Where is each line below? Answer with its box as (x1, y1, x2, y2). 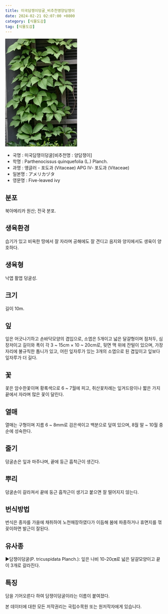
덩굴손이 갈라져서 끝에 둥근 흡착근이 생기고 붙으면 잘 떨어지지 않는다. (5, 489, 139, 495)
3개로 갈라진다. (10, 562, 40, 568)
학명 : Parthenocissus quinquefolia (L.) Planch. (12, 158, 108, 164)
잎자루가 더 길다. (5, 355, 38, 361)
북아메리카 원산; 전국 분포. (5, 208, 56, 214)
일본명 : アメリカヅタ (12, 171, 55, 177)
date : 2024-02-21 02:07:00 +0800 (5, 13, 75, 19)
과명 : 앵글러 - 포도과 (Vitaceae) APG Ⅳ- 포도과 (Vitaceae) (12, 165, 129, 171)
